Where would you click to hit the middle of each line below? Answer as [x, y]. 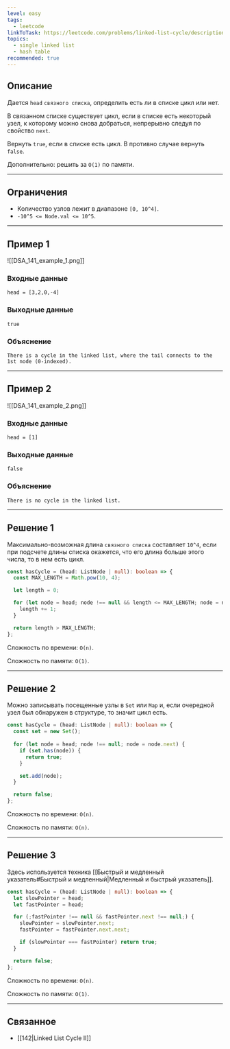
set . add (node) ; [41, 776]
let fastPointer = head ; [49, 904]
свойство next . [29, 130]
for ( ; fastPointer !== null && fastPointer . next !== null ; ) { [104, 917]
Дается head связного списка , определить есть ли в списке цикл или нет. [113, 102]
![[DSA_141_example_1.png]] [46, 261]
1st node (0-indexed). [39, 362]
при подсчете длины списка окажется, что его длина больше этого [106, 552]
